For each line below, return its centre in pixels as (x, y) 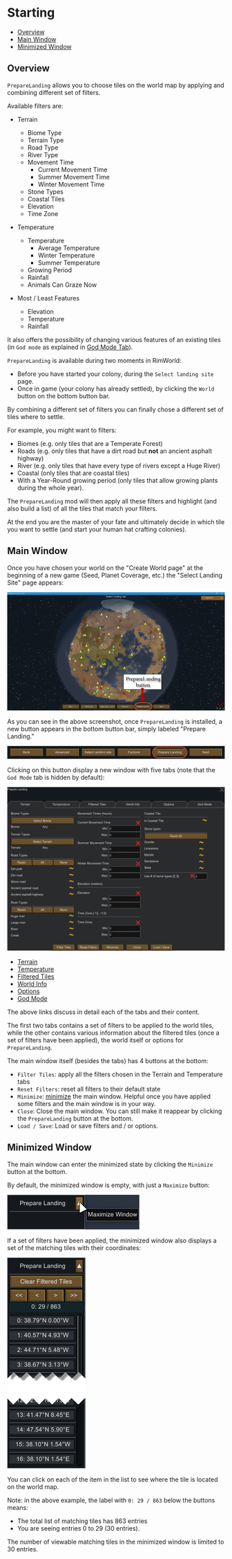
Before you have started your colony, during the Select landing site (115, 374)
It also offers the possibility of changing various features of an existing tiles (114, 339)
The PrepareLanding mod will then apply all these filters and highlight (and (112, 501)
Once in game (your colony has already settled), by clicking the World (116, 389)
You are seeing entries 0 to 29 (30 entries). (78, 1528)
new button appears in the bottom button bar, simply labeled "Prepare (106, 729)
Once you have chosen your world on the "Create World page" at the (105, 568)
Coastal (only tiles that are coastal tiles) (73, 473)
